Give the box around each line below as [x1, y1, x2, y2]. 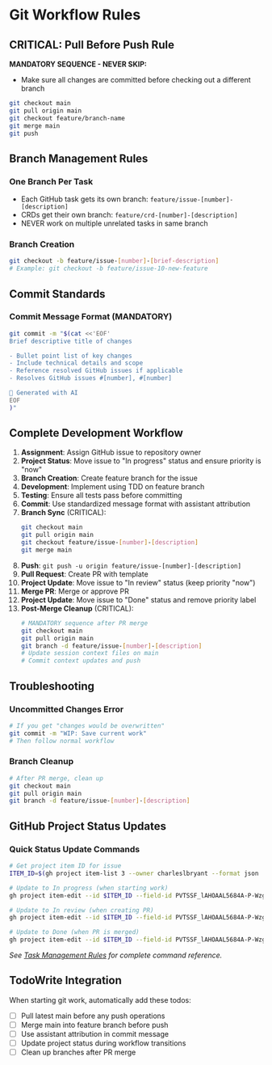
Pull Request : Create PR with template [20, 568, 149, 579]
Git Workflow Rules [9, 6, 141, 24]
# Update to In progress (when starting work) [9, 884, 169, 892]
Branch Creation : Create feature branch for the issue [20, 473, 199, 483]
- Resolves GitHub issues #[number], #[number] [9, 374, 173, 382]
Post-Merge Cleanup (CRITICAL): [20, 603, 134, 613]
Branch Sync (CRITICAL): [20, 508, 107, 518]
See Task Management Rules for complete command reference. [9, 950, 223, 960]
